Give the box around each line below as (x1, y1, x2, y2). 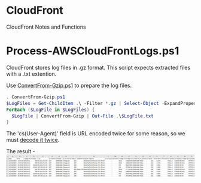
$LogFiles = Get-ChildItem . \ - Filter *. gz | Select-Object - (6, 100, 165, 106)
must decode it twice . (6, 137, 60, 144)
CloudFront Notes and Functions (6, 23, 86, 30)
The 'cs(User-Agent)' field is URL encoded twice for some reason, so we (6, 130, 185, 137)
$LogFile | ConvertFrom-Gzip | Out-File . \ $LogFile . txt (11, 113, 154, 119)
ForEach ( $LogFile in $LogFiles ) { (6, 107, 95, 113)
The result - (6, 148, 35, 155)
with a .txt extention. (6, 70, 57, 77)
